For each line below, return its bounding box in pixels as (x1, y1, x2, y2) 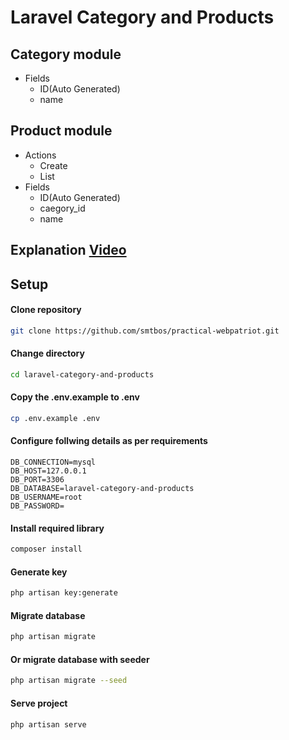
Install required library (10, 522, 105, 534)
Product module (10, 122, 113, 140)
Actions (24, 149, 57, 161)
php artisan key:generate (10, 588, 118, 598)
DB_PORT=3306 (10, 475, 65, 485)
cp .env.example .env (10, 413, 101, 423)
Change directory (10, 347, 85, 360)
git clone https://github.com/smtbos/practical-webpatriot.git (10, 326, 280, 336)
